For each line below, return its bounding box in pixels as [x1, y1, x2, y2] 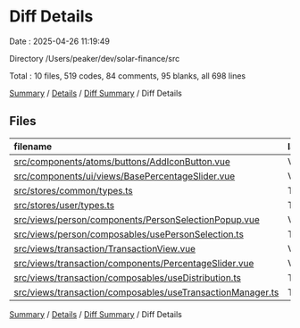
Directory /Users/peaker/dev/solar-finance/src [9, 53, 180, 63]
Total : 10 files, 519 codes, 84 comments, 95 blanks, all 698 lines [9, 70, 246, 81]
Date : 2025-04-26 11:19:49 [9, 36, 110, 46]
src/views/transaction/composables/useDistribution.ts [13, 271, 241, 283]
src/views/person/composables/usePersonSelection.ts [13, 228, 244, 240]
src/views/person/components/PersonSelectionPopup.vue [13, 213, 261, 225]
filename [13, 140, 53, 153]
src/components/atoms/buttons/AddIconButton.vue [13, 155, 230, 167]
